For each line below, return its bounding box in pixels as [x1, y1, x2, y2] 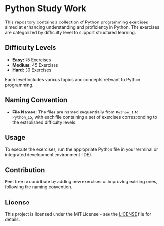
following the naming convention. [5, 184, 73, 190]
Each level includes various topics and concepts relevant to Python [5, 76, 141, 82]
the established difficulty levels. [12, 119, 77, 125]
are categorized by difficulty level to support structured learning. [5, 29, 136, 35]
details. [5, 216, 20, 222]
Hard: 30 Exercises [12, 67, 52, 73]
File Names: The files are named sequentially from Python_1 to [12, 109, 139, 115]
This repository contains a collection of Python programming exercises [5, 19, 149, 25]
